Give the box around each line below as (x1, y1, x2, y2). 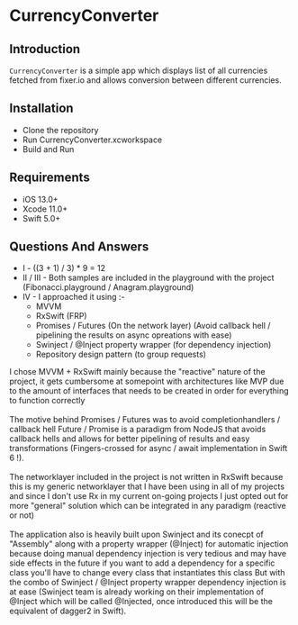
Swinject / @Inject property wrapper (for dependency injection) (35, 340, 272, 350)
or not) (9, 510, 34, 521)
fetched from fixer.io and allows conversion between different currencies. (9, 75, 282, 86)
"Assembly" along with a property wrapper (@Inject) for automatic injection (9, 539, 289, 549)
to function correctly (9, 395, 86, 406)
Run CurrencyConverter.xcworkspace (22, 134, 163, 145)
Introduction (9, 41, 81, 57)
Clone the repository (22, 124, 99, 135)
